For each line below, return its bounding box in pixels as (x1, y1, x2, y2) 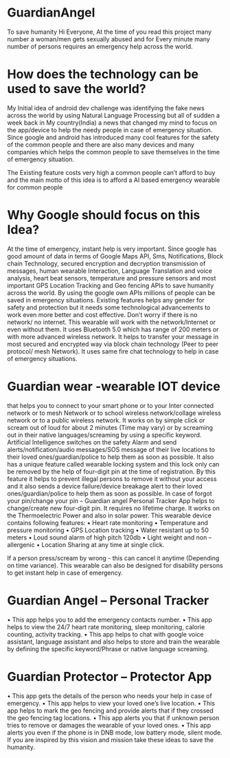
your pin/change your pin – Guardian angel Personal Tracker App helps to (7, 496, 215, 504)
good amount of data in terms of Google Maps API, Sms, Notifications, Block (7, 252, 224, 260)
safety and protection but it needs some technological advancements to (7, 303, 211, 311)
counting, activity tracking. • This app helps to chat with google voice (7, 630, 204, 638)
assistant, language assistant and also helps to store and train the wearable (7, 637, 220, 646)
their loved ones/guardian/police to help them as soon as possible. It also (7, 453, 214, 461)
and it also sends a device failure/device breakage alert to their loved (7, 482, 203, 490)
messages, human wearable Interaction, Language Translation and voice (7, 267, 213, 275)
